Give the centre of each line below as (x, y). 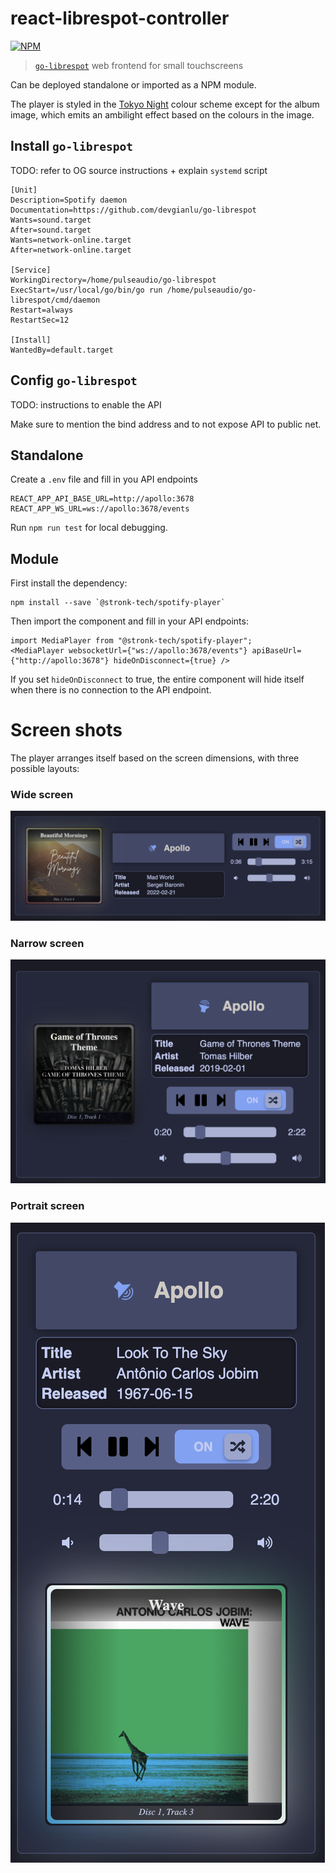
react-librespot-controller (120, 18)
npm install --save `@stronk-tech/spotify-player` (118, 603)
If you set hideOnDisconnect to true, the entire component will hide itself (157, 679)
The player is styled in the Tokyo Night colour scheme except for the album (165, 104)
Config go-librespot (74, 380)
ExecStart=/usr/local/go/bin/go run (86, 290)
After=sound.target (51, 230)
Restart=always (42, 310)
